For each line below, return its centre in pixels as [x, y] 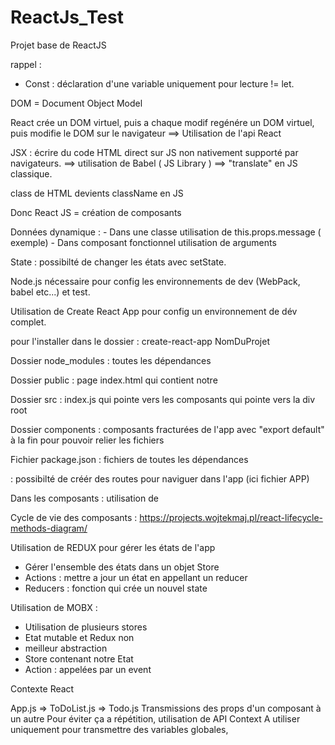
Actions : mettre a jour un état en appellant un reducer [136, 577]
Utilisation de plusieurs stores [86, 627]
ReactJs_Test [67, 17]
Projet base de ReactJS [58, 45]
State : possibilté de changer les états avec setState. [118, 262]
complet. [28, 322]
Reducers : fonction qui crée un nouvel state [116, 588]
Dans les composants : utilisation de [84, 498]
